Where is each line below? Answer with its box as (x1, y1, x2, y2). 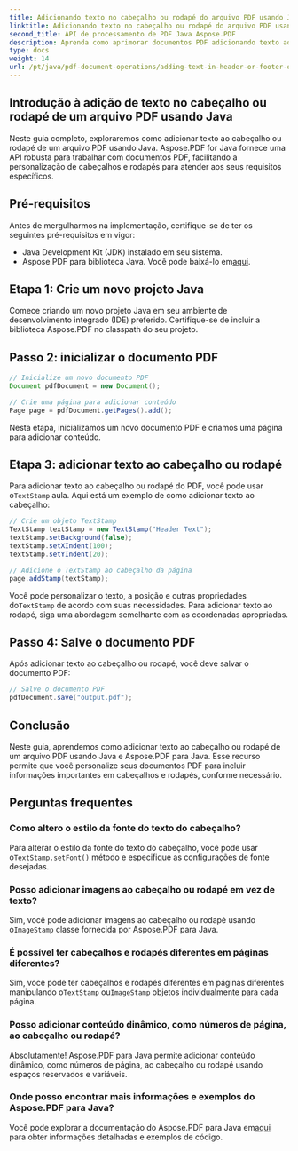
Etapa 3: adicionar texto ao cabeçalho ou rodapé (9, 457, 283, 472)
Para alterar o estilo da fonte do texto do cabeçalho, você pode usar (9, 842, 259, 853)
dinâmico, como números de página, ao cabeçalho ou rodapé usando (9, 1059, 263, 1070)
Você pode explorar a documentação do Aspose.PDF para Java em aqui (9, 1122, 271, 1132)
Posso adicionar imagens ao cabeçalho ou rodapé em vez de (9, 883, 275, 895)
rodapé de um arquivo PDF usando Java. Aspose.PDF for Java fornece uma (9, 142, 286, 153)
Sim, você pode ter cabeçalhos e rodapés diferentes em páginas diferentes (9, 978, 285, 988)
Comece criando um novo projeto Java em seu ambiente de (9, 306, 228, 316)
